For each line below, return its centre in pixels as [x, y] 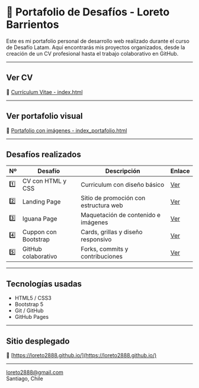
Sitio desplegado [38, 341]
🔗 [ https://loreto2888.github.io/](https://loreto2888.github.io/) [81, 355]
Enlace [180, 171]
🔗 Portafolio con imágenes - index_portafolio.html [67, 130]
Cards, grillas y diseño [112, 232]
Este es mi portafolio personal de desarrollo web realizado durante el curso [98, 41]
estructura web [102, 205]
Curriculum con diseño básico [123, 185]
